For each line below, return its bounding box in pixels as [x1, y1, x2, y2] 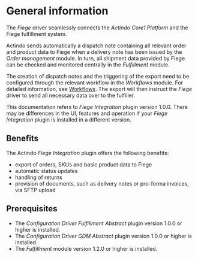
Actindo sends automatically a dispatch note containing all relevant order [6, 42, 187, 49]
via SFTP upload [14, 186, 56, 193]
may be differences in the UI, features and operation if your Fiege [6, 110, 168, 117]
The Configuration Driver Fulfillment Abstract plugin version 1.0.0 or [14, 220, 182, 227]
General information [6, 4, 109, 18]
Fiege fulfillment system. [6, 30, 67, 37]
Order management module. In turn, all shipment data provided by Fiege [6, 54, 185, 62]
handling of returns [14, 174, 63, 181]
